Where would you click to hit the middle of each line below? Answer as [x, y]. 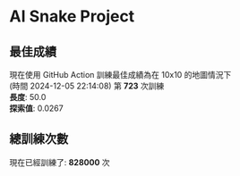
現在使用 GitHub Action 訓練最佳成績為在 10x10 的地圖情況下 [120, 75]
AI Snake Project [72, 17]
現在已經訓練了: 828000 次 [60, 162]
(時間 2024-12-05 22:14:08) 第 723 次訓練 [87, 86]
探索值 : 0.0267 [37, 108]
